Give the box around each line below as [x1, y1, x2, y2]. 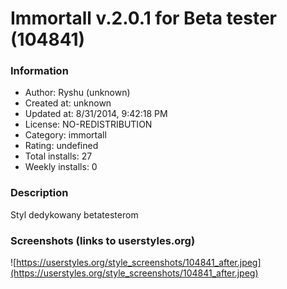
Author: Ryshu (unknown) [24, 87, 131, 99]
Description [10, 186, 69, 200]
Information [10, 64, 69, 78]
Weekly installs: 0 [24, 161, 98, 173]
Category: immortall [24, 129, 107, 141]
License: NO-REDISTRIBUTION [24, 118, 153, 131]
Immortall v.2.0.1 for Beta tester [10, 7, 277, 30]
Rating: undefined [24, 140, 99, 152]
